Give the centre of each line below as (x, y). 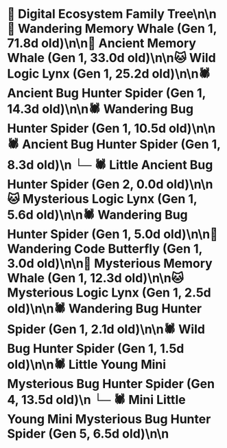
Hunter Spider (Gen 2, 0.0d (85, 184)
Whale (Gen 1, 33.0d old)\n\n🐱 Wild (111, 58)
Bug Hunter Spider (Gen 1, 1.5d (96, 349)
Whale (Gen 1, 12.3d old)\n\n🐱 (95, 278)
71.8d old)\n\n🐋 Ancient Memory (102, 43)
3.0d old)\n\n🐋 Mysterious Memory (110, 264)
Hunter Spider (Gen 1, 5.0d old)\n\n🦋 (112, 234)
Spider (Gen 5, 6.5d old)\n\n (88, 434)
